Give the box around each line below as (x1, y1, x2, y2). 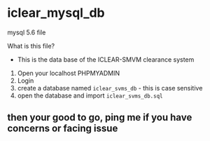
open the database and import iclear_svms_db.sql (17, 91, 163, 100)
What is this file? (7, 41, 55, 50)
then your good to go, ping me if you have (7, 112, 192, 123)
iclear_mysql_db (7, 5, 105, 21)
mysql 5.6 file (7, 28, 46, 36)
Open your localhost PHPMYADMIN (17, 69, 120, 77)
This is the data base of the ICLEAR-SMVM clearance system (17, 55, 195, 64)
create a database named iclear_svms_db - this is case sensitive (17, 83, 203, 92)
